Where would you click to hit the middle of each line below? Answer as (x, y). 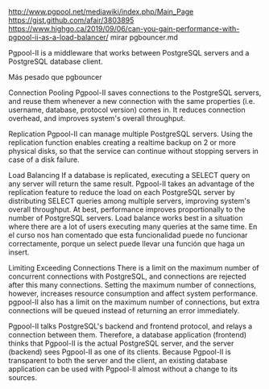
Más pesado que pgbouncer (55, 77)
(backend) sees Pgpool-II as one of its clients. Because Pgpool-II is (120, 352)
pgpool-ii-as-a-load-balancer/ (58, 37)
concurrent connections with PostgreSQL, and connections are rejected (128, 276)
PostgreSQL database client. (56, 61)
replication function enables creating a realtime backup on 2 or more (122, 143)
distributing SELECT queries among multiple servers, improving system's (130, 201)
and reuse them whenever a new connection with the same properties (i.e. (132, 101)
